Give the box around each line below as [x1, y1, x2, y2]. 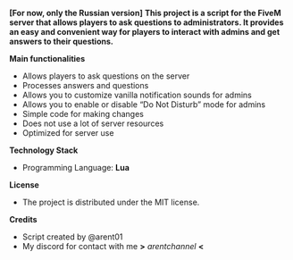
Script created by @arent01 [21, 231, 123, 242]
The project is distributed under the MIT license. [21, 197, 200, 207]
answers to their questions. [9, 36, 113, 46]
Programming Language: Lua [21, 163, 130, 172]
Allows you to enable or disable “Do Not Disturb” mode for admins [21, 99, 266, 110]
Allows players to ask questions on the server [21, 71, 190, 81]
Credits [9, 214, 38, 224]
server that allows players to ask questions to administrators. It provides [9, 17, 284, 28]
